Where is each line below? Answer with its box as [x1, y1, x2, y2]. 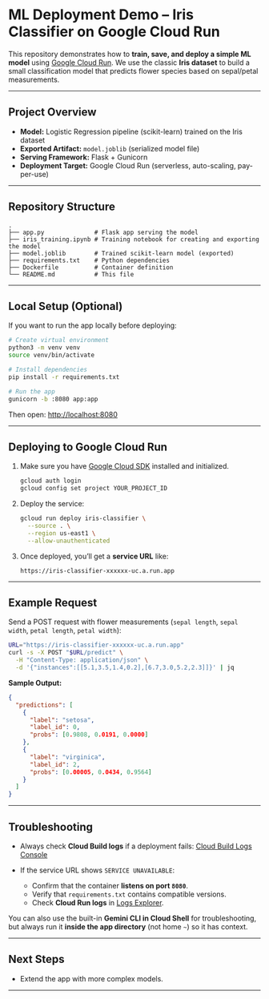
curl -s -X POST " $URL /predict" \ [8, 649, 124, 657]
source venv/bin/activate [8, 351, 94, 360]
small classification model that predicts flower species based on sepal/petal [8, 66, 259, 75]
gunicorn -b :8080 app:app [8, 395, 98, 403]
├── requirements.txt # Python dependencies [8, 256, 171, 264]
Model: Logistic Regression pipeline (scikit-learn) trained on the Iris [19, 127, 243, 136]
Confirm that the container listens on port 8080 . [31, 880, 188, 890]
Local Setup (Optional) [8, 299, 123, 313]
